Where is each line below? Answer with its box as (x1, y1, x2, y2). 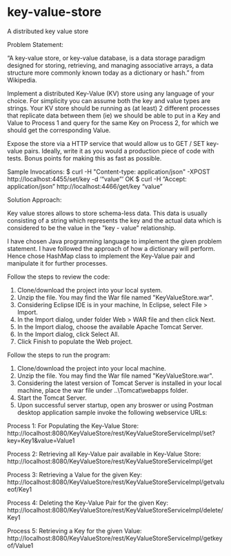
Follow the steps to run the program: (7, 351, 110, 359)
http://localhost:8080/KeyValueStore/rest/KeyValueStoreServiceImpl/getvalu (7, 478, 225, 486)
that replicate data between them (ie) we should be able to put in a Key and (7, 111, 221, 120)
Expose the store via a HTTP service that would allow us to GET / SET (7, 139, 205, 147)
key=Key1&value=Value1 (7, 436, 75, 445)
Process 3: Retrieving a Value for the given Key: (7, 470, 143, 479)
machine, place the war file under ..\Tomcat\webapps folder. (17, 386, 188, 394)
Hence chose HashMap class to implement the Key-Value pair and (7, 252, 195, 260)
